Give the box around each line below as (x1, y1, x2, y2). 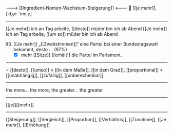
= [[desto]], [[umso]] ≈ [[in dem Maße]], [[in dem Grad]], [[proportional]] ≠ (6, 67, 163, 73)
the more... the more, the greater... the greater (6, 87, 103, 93)
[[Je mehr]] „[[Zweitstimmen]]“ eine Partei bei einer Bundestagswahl (13, 41, 159, 47)
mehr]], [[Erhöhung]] (6, 122, 50, 128)
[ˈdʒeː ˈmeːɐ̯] (6, 11, 32, 16)
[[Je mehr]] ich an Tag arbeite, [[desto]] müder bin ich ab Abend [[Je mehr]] (6, 26, 167, 32)
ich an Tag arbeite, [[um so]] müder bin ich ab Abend (6, 31, 118, 37)
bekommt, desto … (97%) (13, 47, 67, 52)
